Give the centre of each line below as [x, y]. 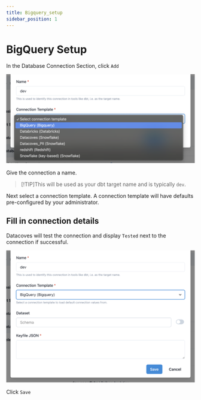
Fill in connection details [53, 221]
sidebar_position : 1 [32, 19]
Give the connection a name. [42, 172]
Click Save [19, 392]
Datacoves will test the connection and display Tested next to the [86, 235]
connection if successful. [37, 242]
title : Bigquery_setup [34, 13]
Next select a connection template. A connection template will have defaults [100, 196]
